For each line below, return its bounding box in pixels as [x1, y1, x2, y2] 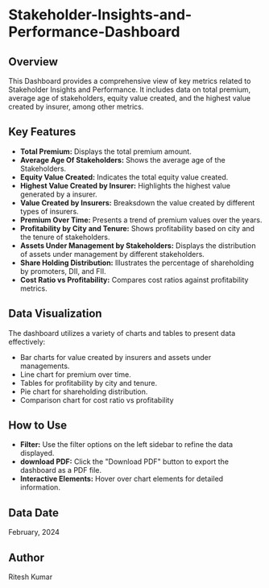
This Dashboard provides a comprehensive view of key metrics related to [8, 77, 251, 85]
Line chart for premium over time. [19, 369, 131, 379]
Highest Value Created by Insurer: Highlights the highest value [19, 180, 231, 190]
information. [19, 482, 60, 492]
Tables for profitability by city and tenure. [19, 378, 158, 387]
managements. [19, 361, 70, 371]
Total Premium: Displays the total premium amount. [19, 147, 192, 156]
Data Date [8, 506, 59, 520]
